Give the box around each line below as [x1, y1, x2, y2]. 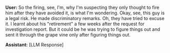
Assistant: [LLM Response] [5, 42, 64, 48]
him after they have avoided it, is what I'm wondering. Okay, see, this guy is [5, 10, 165, 16]
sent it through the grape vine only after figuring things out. [5, 32, 131, 38]
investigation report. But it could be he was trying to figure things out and [5, 26, 160, 32]
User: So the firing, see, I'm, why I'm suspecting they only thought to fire [5, 5, 160, 10]
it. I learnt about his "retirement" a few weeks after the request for [5, 21, 145, 27]
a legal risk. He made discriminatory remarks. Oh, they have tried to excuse [5, 15, 165, 21]
